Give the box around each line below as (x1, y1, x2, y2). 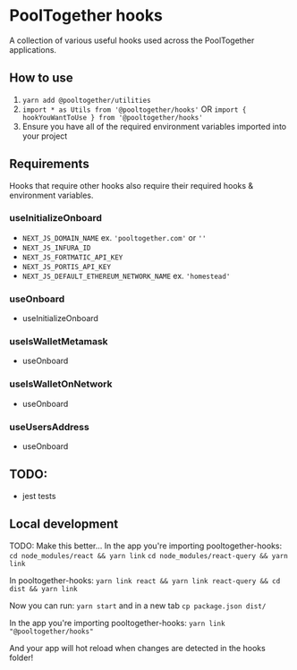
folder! (9, 652, 34, 663)
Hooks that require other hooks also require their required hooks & (9, 180, 254, 191)
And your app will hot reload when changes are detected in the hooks (9, 642, 266, 653)
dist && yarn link (9, 584, 78, 593)
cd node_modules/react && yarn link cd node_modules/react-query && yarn (9, 551, 288, 560)
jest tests (21, 490, 56, 501)
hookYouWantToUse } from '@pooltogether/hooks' (21, 113, 203, 122)
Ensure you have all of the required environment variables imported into (21, 121, 287, 131)
